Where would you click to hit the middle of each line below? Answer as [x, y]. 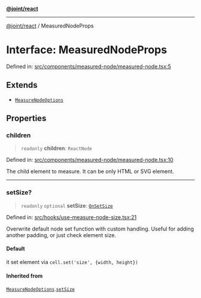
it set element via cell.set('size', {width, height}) [72, 262]
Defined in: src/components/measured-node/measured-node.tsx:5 [89, 66]
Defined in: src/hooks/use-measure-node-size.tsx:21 [71, 217]
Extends [22, 85]
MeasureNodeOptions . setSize [41, 289]
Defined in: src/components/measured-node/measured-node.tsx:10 [90, 160]
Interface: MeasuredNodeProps [87, 50]
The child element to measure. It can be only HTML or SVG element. [90, 171]
